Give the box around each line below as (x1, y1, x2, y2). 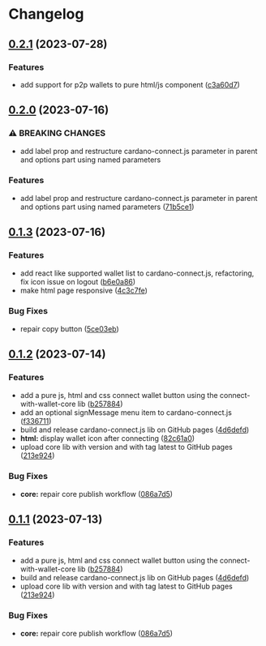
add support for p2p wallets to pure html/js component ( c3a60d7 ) (19, 79, 241, 89)
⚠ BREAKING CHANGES (8, 127, 106, 139)
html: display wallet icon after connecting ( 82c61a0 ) (19, 433, 195, 443)
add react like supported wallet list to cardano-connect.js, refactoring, (19, 268, 255, 278)
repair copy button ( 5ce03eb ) (19, 323, 119, 333)
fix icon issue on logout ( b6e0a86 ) (19, 276, 136, 286)
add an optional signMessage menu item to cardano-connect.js (19, 407, 233, 417)
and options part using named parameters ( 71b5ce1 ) (19, 202, 195, 212)
